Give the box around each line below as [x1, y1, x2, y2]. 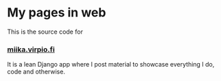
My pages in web [7, 5, 106, 21]
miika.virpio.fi [7, 45, 55, 54]
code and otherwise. [7, 67, 65, 76]
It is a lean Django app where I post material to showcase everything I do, [7, 60, 215, 69]
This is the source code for [7, 27, 84, 36]
